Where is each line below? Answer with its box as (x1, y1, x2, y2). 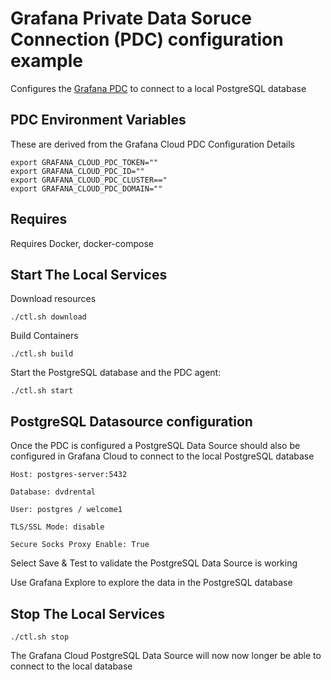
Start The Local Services (10, 266, 168, 283)
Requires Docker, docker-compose (10, 237, 154, 249)
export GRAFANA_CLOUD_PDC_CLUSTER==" (10, 175, 168, 185)
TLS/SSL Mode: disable (10, 522, 105, 532)
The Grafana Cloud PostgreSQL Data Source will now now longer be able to (10, 650, 322, 661)
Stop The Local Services (10, 605, 166, 622)
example (10, 50, 84, 72)
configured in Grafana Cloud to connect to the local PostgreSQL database (10, 450, 315, 462)
